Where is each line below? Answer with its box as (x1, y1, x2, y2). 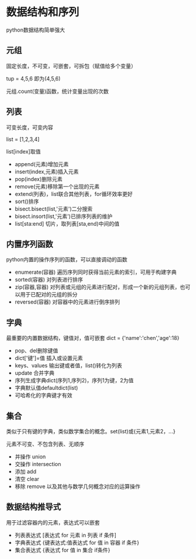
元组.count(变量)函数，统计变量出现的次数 (6, 88, 109, 95)
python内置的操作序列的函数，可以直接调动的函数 (6, 256, 128, 263)
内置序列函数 (6, 239, 53, 249)
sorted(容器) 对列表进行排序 (14, 276, 83, 283)
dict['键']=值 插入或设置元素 (14, 355, 83, 362)
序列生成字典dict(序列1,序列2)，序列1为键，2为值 (14, 377, 134, 384)
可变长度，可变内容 (6, 123, 53, 131)
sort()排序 (14, 198, 39, 205)
